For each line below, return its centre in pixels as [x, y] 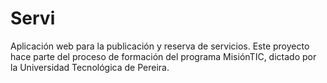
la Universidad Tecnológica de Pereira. [90, 67]
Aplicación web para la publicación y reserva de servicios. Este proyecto [160, 46]
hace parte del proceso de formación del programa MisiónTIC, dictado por [163, 56]
